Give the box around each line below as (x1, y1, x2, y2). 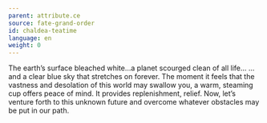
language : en (8, 34, 52, 42)
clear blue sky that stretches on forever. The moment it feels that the (28, 72, 255, 81)
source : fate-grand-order (8, 19, 95, 27)
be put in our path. (8, 105, 70, 116)
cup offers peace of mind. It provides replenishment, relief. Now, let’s (8, 89, 237, 98)
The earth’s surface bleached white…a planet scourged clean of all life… (8, 63, 247, 73)
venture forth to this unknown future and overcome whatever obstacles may (8, 97, 260, 107)
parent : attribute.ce (8, 11, 81, 20)
